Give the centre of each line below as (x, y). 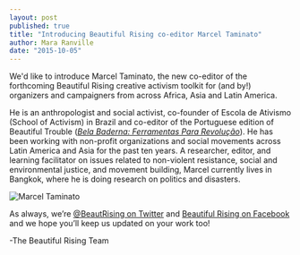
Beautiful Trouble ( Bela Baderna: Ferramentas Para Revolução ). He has (141, 132)
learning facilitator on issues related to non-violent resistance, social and (143, 160)
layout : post (34, 17)
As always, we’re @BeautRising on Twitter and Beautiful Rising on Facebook (150, 214)
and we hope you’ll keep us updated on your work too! (110, 224)
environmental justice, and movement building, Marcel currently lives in (141, 170)
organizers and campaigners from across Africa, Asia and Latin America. (143, 96)
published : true (39, 26)
